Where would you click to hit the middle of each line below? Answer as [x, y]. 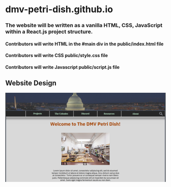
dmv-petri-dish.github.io [59, 9]
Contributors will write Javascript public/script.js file [62, 67]
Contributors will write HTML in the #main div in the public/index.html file [84, 44]
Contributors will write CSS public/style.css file [57, 56]
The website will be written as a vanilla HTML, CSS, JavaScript [84, 25]
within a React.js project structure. [49, 32]
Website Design [31, 83]
